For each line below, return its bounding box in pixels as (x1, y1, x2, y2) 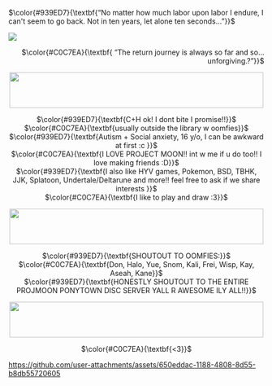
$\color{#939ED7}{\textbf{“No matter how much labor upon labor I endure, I (8, 8, 264, 17)
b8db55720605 (8, 369, 61, 378)
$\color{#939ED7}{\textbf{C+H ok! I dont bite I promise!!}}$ (36, 115, 237, 124)
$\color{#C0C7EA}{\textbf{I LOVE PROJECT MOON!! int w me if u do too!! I (11, 149, 262, 159)
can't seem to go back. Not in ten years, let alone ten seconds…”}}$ (8, 16, 235, 26)
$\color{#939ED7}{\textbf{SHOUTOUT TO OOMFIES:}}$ (41, 251, 231, 261)
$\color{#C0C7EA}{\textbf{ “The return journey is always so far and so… (21, 47, 265, 57)
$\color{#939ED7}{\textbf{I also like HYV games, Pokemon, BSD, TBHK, (15, 167, 257, 176)
